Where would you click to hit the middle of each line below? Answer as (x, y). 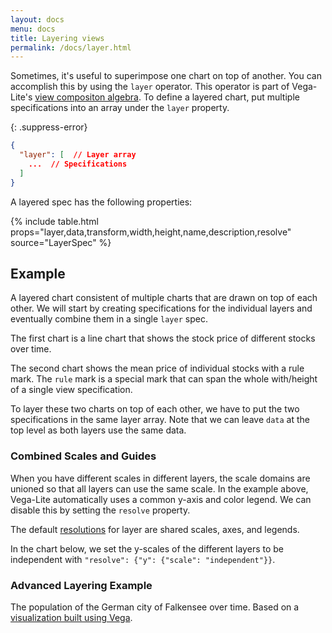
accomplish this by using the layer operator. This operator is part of (150, 87)
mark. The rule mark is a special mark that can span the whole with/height (164, 379)
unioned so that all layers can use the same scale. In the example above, (159, 488)
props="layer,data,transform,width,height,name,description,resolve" (151, 232)
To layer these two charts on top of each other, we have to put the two (155, 409)
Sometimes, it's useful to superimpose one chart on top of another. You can (166, 76)
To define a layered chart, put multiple (221, 97)
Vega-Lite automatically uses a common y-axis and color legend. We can (161, 499)
